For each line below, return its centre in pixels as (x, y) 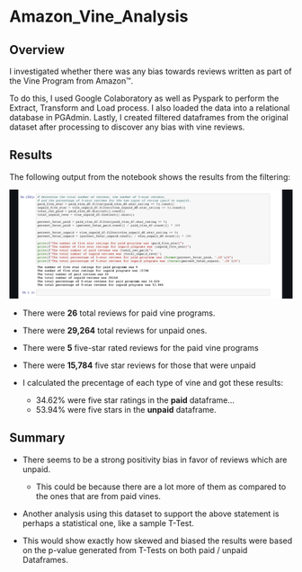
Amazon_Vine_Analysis (99, 17)
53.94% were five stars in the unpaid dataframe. (126, 409)
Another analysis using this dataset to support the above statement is (151, 514)
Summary (37, 438)
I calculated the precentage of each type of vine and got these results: (153, 382)
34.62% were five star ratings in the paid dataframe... (135, 400)
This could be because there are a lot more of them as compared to (161, 487)
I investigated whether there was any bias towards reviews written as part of (151, 71)
